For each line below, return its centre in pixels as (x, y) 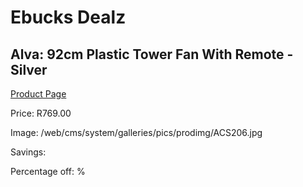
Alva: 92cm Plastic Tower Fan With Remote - (152, 54)
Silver (29, 69)
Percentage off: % (48, 171)
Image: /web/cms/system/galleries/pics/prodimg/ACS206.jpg (136, 132)
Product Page (38, 94)
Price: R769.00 (41, 113)
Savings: (28, 152)
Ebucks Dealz (68, 17)
